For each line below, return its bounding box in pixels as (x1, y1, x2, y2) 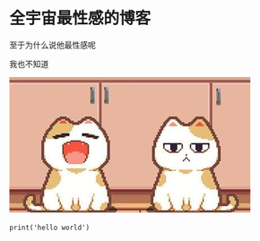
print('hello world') (9, 223, 91, 232)
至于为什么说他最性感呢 (9, 39, 96, 50)
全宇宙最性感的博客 (9, 8, 152, 29)
